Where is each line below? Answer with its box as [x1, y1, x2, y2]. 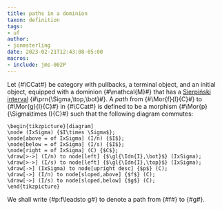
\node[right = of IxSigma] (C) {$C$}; [7, 147, 119, 154]
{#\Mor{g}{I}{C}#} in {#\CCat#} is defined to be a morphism [7, 102, 178, 110]
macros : [7, 55, 30, 62]
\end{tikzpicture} [7, 183, 60, 190]
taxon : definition [7, 17, 60, 23]
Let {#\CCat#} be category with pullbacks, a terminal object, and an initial [7, 80, 216, 88]
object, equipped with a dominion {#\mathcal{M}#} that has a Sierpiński [7, 87, 212, 96]
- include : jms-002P [7, 61, 67, 68]
